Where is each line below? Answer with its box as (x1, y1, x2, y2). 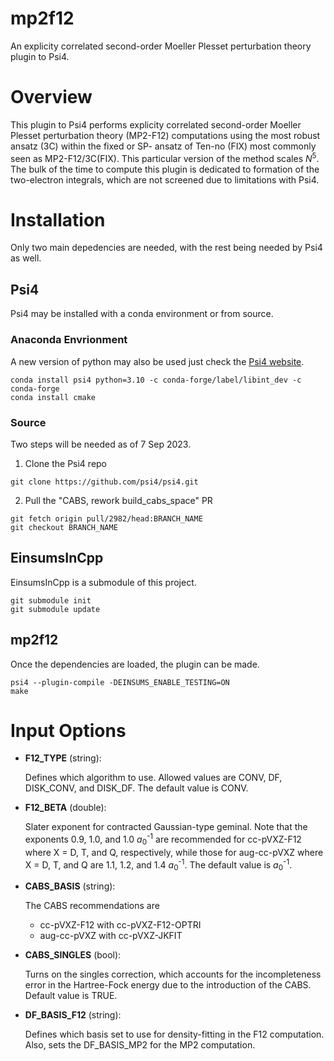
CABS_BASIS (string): (24, 880, 116, 892)
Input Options (10, 719, 127, 742)
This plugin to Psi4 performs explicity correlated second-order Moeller (10, 118, 302, 131)
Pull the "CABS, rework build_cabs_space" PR (24, 494, 213, 506)
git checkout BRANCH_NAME (10, 522, 118, 532)
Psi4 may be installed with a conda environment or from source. (10, 308, 274, 320)
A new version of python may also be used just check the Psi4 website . (10, 355, 305, 367)
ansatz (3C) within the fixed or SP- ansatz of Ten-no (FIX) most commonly (10, 140, 317, 152)
